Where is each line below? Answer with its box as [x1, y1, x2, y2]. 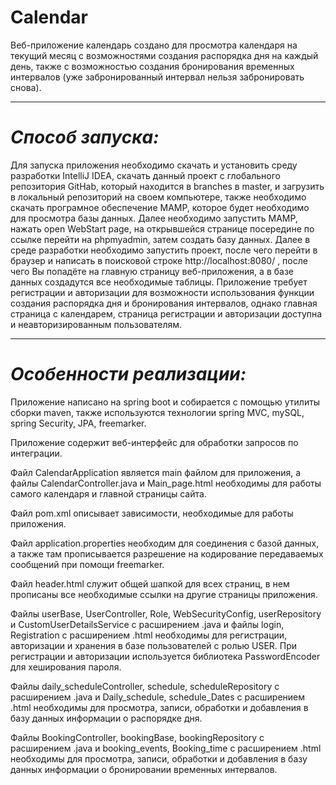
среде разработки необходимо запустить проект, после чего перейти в [10, 244, 318, 256]
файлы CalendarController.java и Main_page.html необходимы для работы [10, 477, 322, 489]
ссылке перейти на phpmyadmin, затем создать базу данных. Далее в [10, 233, 311, 245]
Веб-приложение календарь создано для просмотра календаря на [10, 39, 298, 51]
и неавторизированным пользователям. [10, 318, 183, 330]
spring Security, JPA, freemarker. [10, 417, 147, 429]
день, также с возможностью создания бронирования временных [10, 60, 295, 72]
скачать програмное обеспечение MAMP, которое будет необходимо [10, 201, 310, 213]
